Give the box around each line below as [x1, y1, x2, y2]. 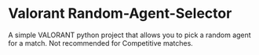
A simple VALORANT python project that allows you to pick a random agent [8, 30, 251, 40]
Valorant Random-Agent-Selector [8, 5, 232, 22]
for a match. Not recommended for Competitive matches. [8, 38, 194, 47]
